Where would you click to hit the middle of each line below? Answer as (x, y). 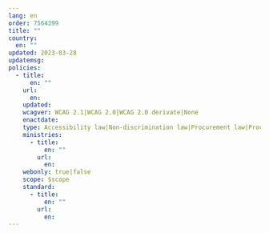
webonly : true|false (57, 172)
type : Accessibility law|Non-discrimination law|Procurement (126, 127)
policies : (25, 68)
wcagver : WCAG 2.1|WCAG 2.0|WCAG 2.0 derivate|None (110, 113)
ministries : (42, 135)
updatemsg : (26, 61)
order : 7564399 (34, 23)
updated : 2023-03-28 (43, 53)
